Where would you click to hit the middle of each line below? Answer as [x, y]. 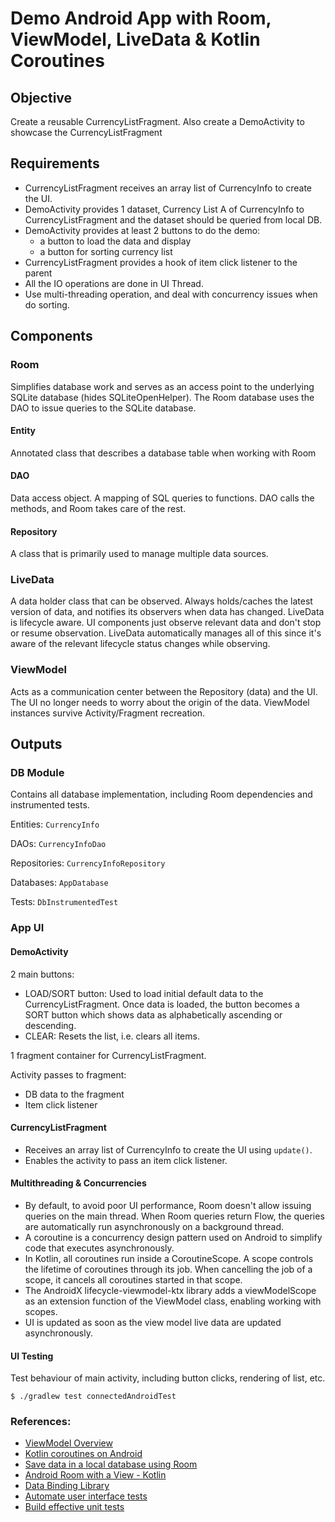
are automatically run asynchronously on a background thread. [154, 1226]
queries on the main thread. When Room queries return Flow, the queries [174, 1216]
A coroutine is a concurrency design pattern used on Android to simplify [173, 1237]
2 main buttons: [42, 974]
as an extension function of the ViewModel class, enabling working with [173, 1301]
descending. [50, 1025]
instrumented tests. [50, 805]
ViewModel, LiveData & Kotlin [135, 39]
